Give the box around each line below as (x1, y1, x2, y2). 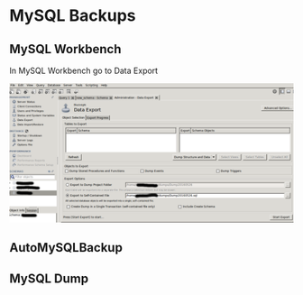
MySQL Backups (9, 5, 137, 26)
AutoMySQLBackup (9, 240, 124, 255)
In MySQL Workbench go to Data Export (9, 65, 159, 76)
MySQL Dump (9, 271, 88, 286)
